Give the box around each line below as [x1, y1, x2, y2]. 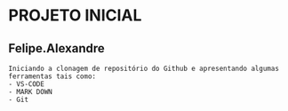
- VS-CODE [8, 80, 45, 89]
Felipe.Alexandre [8, 41, 106, 56]
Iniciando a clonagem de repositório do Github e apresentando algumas [8, 64, 279, 73]
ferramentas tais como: [8, 72, 97, 81]
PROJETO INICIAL [8, 5, 142, 26]
